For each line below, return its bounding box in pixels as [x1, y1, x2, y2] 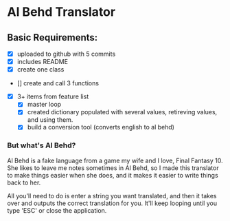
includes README [16, 58, 69, 66]
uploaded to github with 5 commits [16, 50, 116, 58]
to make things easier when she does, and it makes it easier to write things [7, 171, 218, 179]
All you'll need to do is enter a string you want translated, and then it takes [7, 191, 217, 200]
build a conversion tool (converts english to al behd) [27, 123, 175, 131]
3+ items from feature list [16, 92, 89, 101]
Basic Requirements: [7, 32, 98, 43]
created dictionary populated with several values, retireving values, [27, 108, 218, 116]
